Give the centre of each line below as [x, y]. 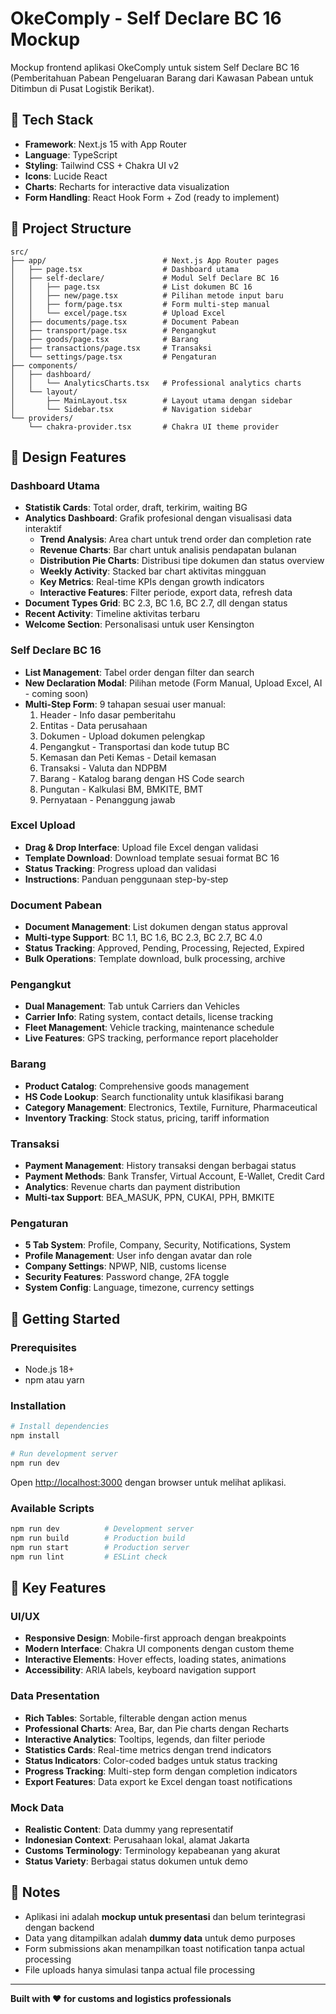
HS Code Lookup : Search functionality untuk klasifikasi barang [154, 1096]
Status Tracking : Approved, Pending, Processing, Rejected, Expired [164, 948]
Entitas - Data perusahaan [93, 725]
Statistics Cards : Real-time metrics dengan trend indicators [148, 1749]
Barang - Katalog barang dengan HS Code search [142, 778]
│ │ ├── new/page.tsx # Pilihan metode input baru [147, 295]
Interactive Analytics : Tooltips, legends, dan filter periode [145, 1739]
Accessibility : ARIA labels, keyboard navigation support [140, 1670]
